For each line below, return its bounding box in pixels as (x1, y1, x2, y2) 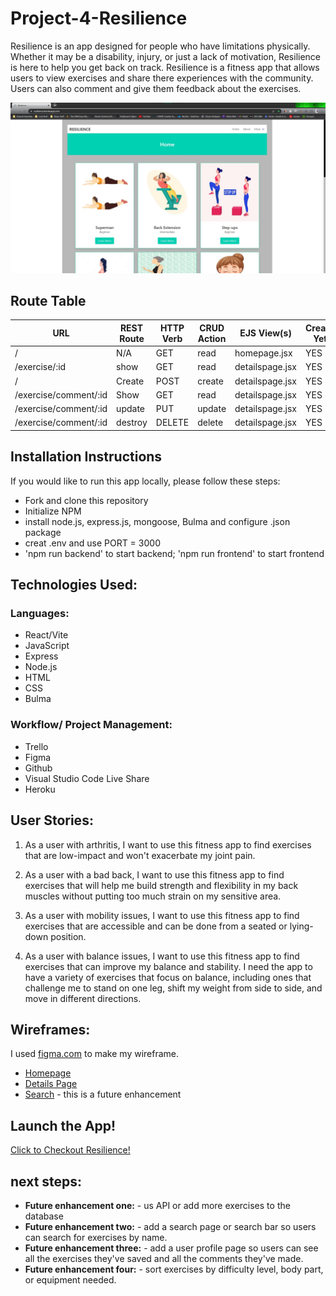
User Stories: (10, 812, 94, 829)
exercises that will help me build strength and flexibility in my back (24, 879, 299, 891)
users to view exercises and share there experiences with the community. (10, 72, 314, 84)
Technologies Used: (10, 577, 138, 594)
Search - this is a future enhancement (24, 1088, 182, 1101)
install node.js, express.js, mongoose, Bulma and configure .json (24, 515, 291, 527)
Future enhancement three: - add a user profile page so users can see (24, 1242, 319, 1254)
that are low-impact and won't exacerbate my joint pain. (24, 849, 256, 861)
